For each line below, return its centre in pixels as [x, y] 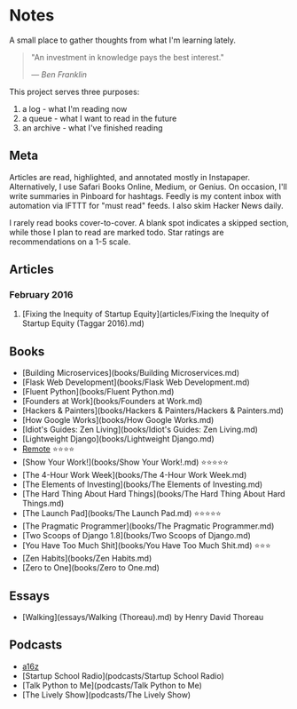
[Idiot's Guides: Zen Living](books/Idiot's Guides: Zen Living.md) [140, 430]
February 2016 [41, 295]
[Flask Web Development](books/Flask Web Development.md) [136, 382]
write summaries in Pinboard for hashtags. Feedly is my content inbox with [145, 195]
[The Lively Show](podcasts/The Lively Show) [106, 695]
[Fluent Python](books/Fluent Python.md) [98, 392]
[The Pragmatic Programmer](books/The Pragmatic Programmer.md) [148, 526]
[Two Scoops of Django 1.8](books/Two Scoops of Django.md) [136, 536]
